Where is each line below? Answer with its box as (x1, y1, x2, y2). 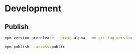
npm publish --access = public (4, 44, 65, 49)
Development (4, 3, 62, 14)
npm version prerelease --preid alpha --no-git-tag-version (4, 35, 133, 40)
